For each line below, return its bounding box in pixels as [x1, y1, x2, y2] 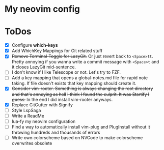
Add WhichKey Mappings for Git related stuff [11, 48, 103, 54]
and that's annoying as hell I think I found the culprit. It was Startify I [11, 91, 150, 97]
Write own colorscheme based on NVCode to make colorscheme [11, 134, 143, 141]
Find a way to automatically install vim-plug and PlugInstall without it [11, 124, 150, 130]
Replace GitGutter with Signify [11, 102, 73, 108]
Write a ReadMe [11, 113, 45, 119]
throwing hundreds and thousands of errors [11, 129, 100, 135]
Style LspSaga [11, 107, 41, 113]
